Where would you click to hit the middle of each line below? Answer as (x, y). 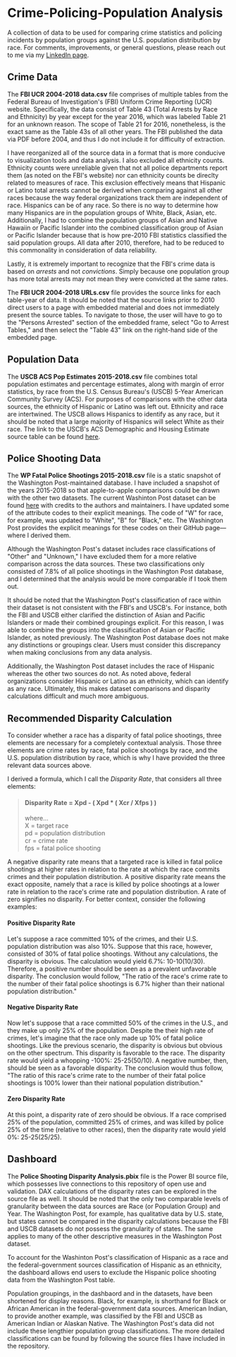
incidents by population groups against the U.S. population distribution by (114, 39)
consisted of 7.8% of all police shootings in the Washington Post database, (116, 572)
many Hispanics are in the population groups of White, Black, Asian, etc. (112, 212)
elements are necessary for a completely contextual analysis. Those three (114, 743)
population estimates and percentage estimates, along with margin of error (116, 384)
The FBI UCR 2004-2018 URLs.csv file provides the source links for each (114, 292)
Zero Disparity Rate (36, 1099)
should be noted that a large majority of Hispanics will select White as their (116, 422)
